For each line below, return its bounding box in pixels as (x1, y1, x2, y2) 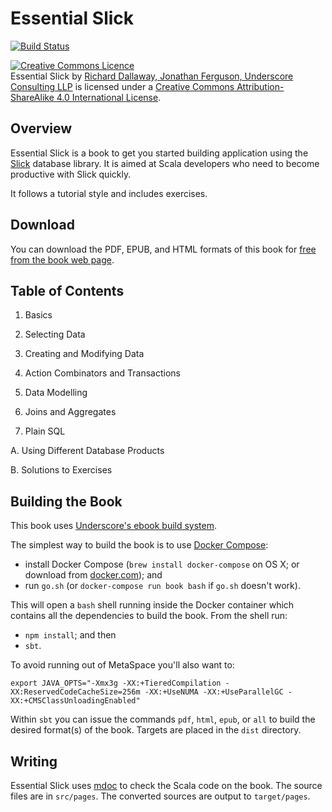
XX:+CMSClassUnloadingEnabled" (10, 696, 141, 706)
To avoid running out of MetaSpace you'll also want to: (10, 659, 235, 671)
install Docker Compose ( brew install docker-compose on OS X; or (24, 558, 300, 571)
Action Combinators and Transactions (24, 367, 182, 379)
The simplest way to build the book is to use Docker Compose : (10, 539, 269, 551)
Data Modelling (24, 387, 88, 399)
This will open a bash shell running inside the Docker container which (10, 599, 295, 611)
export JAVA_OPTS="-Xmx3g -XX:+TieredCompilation (10, 678, 222, 689)
